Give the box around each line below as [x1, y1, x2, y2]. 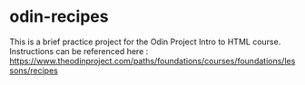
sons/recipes [9, 65, 59, 76]
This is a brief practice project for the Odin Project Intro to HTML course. [9, 36, 281, 47]
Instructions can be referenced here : [9, 45, 149, 56]
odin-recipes [9, 6, 109, 27]
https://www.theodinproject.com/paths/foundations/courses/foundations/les [9, 55, 296, 66]
